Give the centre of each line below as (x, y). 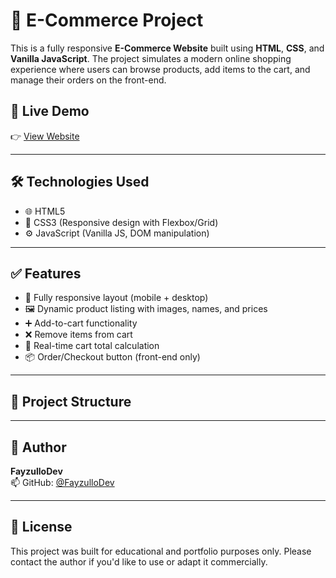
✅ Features (46, 273)
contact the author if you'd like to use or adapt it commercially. (139, 561)
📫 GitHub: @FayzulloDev (62, 482)
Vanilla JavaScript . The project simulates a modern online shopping (151, 58)
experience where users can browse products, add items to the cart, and (160, 69)
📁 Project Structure (71, 401)
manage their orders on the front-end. (88, 80)
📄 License (41, 527)
